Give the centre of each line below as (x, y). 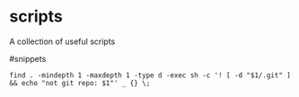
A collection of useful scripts (62, 41)
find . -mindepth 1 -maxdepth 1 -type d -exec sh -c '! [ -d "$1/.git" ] (150, 75)
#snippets (28, 58)
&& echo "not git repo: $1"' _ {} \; (80, 83)
